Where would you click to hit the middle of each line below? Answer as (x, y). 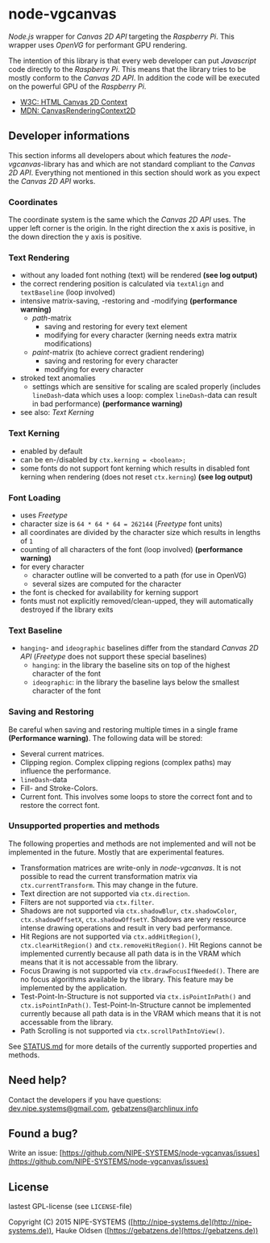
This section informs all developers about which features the (109, 155)
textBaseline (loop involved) (67, 292)
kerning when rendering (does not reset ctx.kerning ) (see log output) (136, 476)
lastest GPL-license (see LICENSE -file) (71, 1207)
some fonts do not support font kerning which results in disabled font (135, 468)
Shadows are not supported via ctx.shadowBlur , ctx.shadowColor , (129, 910)
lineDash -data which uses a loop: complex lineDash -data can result (145, 395)
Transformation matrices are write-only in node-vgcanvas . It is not (131, 868)
